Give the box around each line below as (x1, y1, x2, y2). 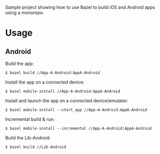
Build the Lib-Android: (5, 135, 51, 140)
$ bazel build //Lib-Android (5, 144, 66, 149)
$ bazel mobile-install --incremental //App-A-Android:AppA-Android (5, 126, 152, 131)
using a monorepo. (5, 10, 44, 16)
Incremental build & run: (5, 116, 55, 122)
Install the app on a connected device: (5, 79, 85, 85)
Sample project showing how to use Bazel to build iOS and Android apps (5, 5, 155, 10)
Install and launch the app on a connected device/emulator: (5, 98, 128, 104)
